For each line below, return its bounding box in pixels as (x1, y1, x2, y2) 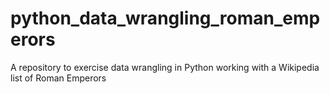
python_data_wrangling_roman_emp (10, 7, 321, 30)
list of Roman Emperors (10, 72, 107, 84)
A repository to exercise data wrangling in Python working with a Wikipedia (10, 61, 320, 73)
